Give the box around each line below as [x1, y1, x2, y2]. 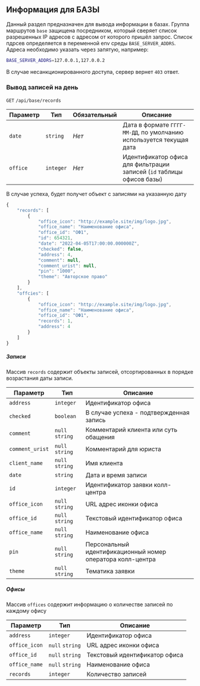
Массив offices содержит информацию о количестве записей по [6, 601, 173, 608]
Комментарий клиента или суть [85, 425, 177, 434]
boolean [54, 413, 76, 419]
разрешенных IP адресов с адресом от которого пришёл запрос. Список [6, 33, 193, 40]
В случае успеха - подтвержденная [85, 408, 190, 416]
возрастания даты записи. [6, 375, 73, 382]
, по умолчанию [137, 128, 184, 136]
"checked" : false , [37, 246, 84, 252]
